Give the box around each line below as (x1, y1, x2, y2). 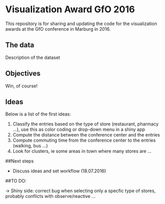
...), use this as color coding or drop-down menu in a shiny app (12, 126, 146, 132)
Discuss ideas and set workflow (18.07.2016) (12, 168, 106, 174)
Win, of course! (5, 83, 38, 89)
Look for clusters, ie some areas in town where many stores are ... (12, 148, 152, 154)
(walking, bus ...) (12, 143, 48, 149)
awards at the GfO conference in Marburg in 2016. (5, 26, 111, 32)
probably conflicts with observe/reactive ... (5, 193, 96, 199)
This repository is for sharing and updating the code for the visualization (5, 20, 157, 27)
